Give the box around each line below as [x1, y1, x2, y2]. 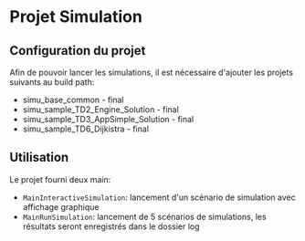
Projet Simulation [9, 6, 143, 27]
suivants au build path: [9, 77, 95, 88]
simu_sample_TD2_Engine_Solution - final [22, 104, 180, 115]
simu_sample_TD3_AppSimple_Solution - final [22, 114, 195, 124]
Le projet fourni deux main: [9, 173, 111, 184]
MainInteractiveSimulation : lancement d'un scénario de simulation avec [22, 192, 296, 203]
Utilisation [9, 150, 69, 165]
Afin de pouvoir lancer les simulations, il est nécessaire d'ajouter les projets [9, 67, 294, 78]
